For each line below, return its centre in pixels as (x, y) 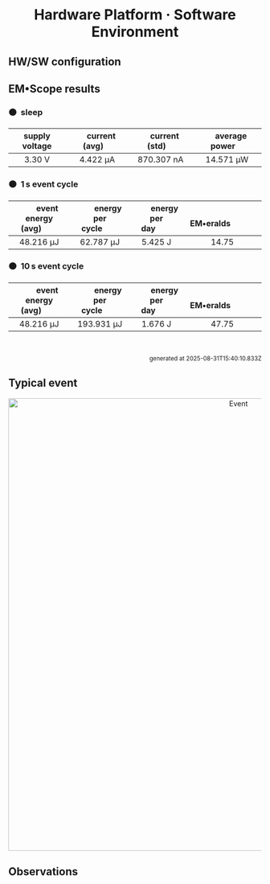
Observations (43, 872)
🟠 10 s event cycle (46, 266)
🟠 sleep (25, 112)
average (231, 136)
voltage (37, 146)
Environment (135, 32)
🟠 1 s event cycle (43, 184)
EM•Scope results (54, 89)
